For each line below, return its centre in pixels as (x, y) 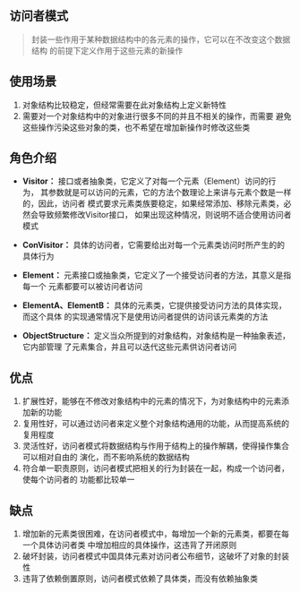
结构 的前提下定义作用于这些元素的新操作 (107, 50)
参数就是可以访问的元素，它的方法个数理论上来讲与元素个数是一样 (170, 193)
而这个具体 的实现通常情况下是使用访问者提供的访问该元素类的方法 (145, 317)
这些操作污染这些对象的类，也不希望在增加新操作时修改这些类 (136, 127)
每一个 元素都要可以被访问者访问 (82, 287)
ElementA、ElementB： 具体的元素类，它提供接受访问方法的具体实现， (154, 305)
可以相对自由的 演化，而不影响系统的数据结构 (106, 457)
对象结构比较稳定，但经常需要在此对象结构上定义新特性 (124, 105)
